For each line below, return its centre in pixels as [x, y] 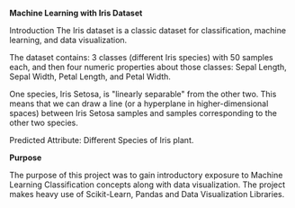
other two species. [44, 122]
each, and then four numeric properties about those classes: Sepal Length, [148, 67]
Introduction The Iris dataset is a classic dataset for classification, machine [147, 30]
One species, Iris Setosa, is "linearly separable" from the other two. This [143, 94]
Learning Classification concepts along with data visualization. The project [147, 185]
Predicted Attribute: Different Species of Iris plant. [102, 140]
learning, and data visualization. [68, 40]
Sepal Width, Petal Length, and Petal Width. [90, 77]
